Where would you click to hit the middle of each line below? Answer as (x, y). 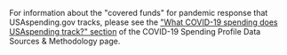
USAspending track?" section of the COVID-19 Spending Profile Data (135, 31)
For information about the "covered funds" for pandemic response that (139, 13)
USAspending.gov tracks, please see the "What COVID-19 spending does (143, 22)
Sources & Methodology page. (65, 41)
